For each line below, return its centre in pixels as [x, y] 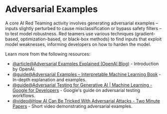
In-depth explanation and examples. [49, 79]
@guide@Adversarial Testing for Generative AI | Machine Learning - [82, 85]
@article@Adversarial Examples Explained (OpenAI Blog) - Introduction [85, 63]
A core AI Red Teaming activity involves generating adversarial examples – [82, 23]
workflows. [24, 95]
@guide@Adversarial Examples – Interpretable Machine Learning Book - [86, 74]
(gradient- [145, 33]
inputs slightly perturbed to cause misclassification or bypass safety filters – [83, 28]
